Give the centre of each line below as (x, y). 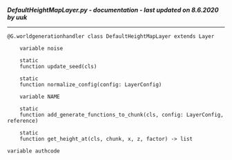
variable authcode (33, 151)
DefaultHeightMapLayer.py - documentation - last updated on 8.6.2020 (113, 10)
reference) (23, 121)
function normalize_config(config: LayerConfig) (91, 85)
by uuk (17, 17)
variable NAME (40, 97)
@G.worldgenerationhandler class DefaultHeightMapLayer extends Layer (111, 37)
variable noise (41, 48)
